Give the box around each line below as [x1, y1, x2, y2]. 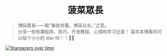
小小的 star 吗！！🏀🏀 [31, 35, 75, 41]
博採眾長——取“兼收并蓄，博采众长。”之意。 [17, 22, 109, 28]
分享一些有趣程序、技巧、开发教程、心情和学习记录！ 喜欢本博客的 [17, 28, 158, 34]
